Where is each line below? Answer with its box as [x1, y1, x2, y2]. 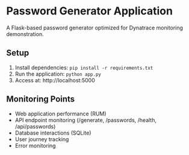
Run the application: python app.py [14, 70, 101, 77]
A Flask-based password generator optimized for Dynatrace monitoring [6, 24, 184, 31]
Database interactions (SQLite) [14, 129, 91, 136]
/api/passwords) [14, 123, 56, 130]
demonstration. [6, 30, 44, 37]
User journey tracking [14, 135, 69, 142]
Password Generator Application [6, 4, 173, 18]
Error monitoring [14, 142, 56, 149]
